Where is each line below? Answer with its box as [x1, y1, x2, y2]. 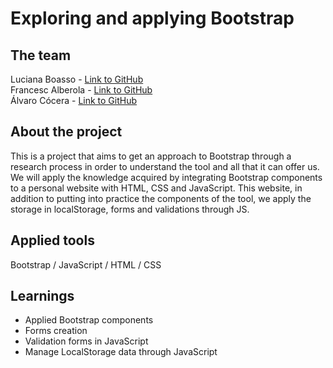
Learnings [10, 288, 75, 305]
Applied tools [10, 232, 95, 249]
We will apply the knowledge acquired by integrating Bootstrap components [10, 171, 323, 183]
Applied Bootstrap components [24, 314, 154, 326]
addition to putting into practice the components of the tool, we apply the [10, 192, 312, 204]
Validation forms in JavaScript [24, 335, 149, 347]
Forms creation [24, 325, 88, 337]
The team [10, 47, 72, 64]
